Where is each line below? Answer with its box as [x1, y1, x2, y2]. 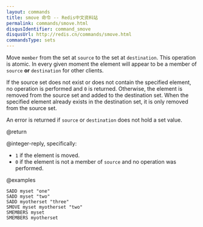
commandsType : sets [6, 37, 56, 43]
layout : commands [6, 9, 50, 15]
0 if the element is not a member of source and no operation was [15, 158, 176, 165]
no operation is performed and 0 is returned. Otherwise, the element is [6, 85, 183, 92]
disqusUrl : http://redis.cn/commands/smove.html [6, 32, 132, 38]
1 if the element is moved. [15, 152, 80, 159]
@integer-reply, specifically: [6, 140, 77, 147]
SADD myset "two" [6, 194, 50, 200]
